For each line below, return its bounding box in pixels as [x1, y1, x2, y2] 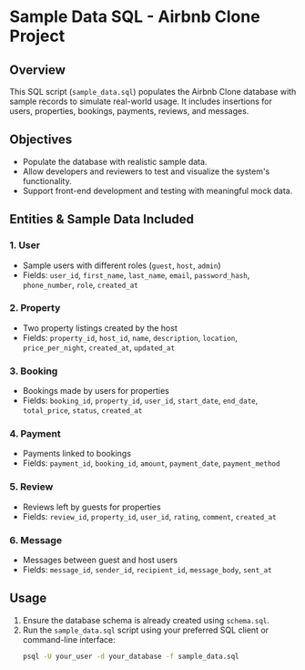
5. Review [9, 480, 54, 493]
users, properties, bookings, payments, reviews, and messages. [9, 106, 249, 116]
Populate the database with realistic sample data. [22, 156, 208, 167]
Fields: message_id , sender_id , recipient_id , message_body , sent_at [22, 563, 272, 575]
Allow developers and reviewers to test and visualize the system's [22, 166, 270, 177]
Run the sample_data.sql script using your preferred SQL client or [22, 624, 269, 635]
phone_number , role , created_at [22, 279, 138, 290]
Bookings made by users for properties [22, 386, 170, 397]
